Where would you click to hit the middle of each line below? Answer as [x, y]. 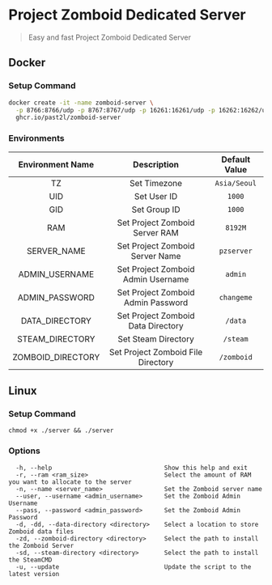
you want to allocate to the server [70, 482]
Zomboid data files [41, 532]
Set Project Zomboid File [156, 352]
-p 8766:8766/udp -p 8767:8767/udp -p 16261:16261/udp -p [116, 110]
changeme [236, 297]
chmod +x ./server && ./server [61, 430]
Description [156, 164]
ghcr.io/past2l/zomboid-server [68, 118]
